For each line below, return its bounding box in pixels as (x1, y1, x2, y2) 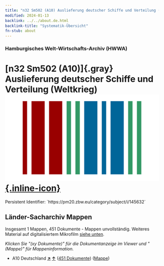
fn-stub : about (5, 28, 36, 34)
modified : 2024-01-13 (5, 13, 49, 18)
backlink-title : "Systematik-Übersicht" (5, 23, 89, 28)
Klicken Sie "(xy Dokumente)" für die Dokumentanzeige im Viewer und (5, 241, 147, 246)
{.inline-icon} (5, 183, 61, 194)
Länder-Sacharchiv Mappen (5, 213, 92, 222)
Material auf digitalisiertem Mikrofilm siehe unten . (5, 231, 104, 237)
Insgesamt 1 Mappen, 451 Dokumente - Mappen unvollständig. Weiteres (5, 226, 150, 232)
